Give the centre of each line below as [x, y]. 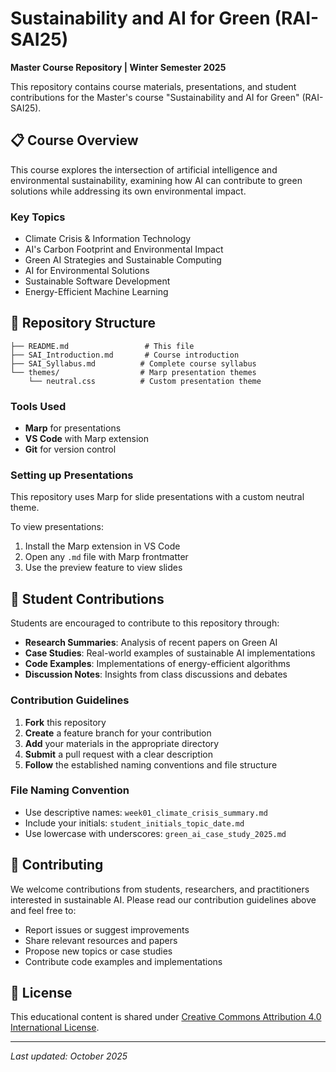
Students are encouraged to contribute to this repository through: [145, 623]
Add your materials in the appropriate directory [122, 743]
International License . [55, 1028]
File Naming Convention [70, 790]
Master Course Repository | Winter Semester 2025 [118, 67]
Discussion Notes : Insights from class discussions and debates [156, 674]
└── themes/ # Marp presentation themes [133, 372]
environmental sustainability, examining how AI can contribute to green [156, 180]
